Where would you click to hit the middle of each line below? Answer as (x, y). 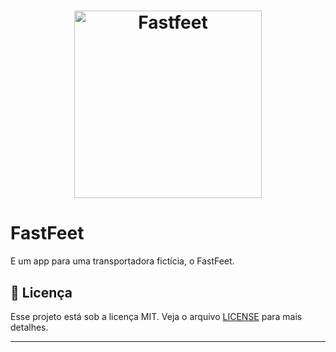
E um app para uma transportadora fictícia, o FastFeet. (122, 261)
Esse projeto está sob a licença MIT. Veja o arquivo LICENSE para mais (156, 316)
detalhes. (29, 327)
